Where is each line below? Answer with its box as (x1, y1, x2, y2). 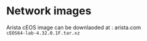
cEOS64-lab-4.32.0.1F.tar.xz (6, 30, 80, 36)
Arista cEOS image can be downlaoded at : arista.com (6, 24, 142, 31)
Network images (6, 4, 92, 18)
